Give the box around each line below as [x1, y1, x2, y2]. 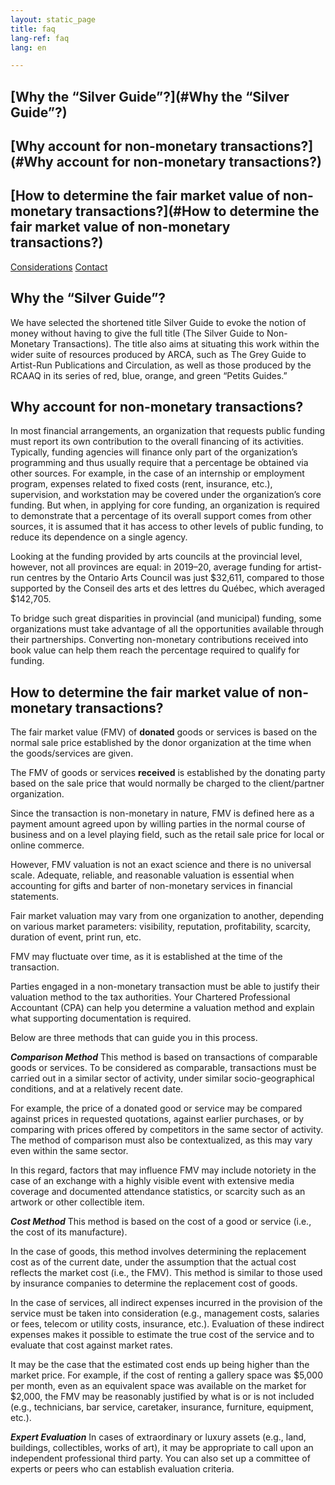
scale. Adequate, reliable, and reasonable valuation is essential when [10, 869, 295, 881]
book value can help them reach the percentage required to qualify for [10, 644, 300, 656]
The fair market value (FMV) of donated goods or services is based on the [10, 726, 318, 738]
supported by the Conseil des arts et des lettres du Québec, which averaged [10, 582, 326, 595]
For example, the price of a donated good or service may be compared [10, 1102, 303, 1115]
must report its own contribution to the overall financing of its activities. [10, 436, 304, 448]
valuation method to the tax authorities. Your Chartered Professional [10, 991, 291, 1003]
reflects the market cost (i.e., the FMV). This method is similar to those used [10, 1267, 323, 1279]
